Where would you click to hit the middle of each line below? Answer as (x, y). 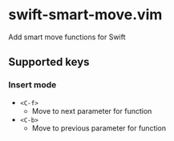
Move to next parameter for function (92, 111)
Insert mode (32, 85)
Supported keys (49, 62)
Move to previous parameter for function (99, 128)
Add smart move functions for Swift (67, 37)
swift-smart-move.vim (85, 15)
